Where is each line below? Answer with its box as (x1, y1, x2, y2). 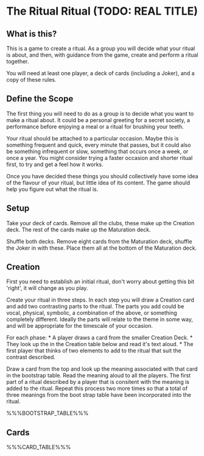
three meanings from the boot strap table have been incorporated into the (6, 391, 192, 399)
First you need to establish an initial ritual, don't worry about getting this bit (6, 278, 195, 285)
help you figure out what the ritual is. (6, 185, 99, 193)
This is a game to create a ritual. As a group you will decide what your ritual (6, 45, 195, 52)
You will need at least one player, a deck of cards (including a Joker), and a (6, 70, 195, 77)
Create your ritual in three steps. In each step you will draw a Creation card (6, 296, 195, 303)
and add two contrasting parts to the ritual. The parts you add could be (6, 303, 185, 310)
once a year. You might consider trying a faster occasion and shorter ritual (6, 154, 193, 161)
